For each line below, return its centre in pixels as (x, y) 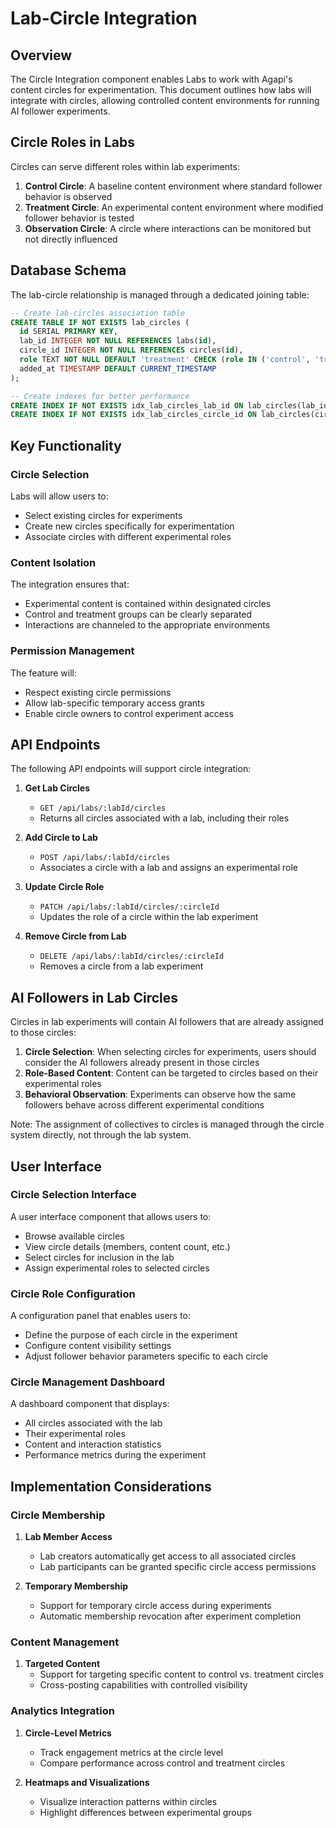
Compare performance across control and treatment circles (162, 1763)
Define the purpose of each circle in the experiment (131, 1335)
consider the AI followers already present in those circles (142, 1063)
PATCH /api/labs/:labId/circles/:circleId (129, 907)
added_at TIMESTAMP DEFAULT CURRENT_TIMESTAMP (118, 368)
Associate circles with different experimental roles (128, 536)
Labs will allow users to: (59, 496)
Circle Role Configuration (73, 1294)
